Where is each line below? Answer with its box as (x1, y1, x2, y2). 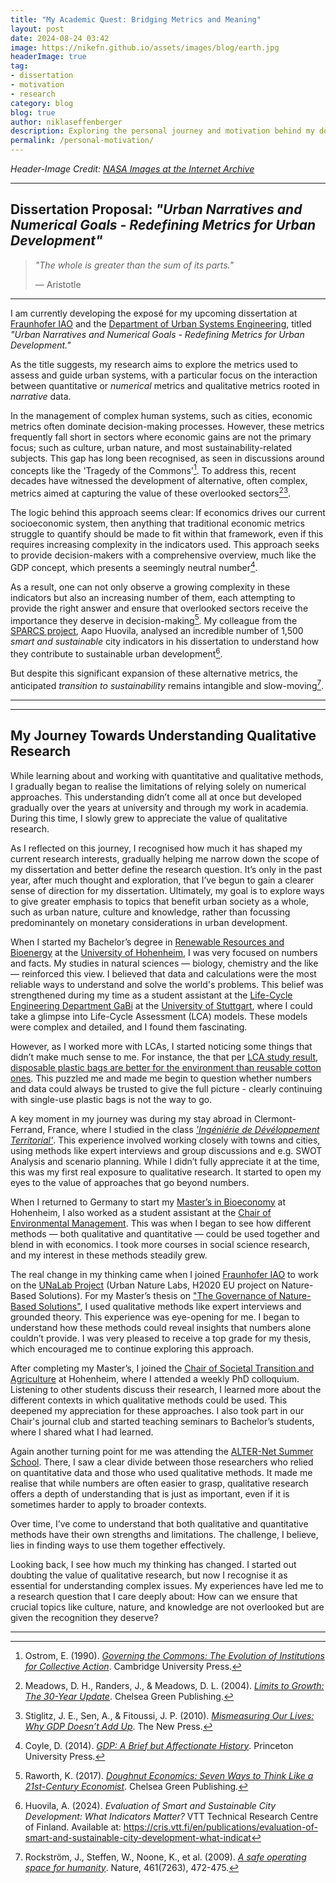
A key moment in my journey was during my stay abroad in (10, 1112, 253, 1125)
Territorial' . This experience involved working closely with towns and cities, (10, 1134, 321, 1146)
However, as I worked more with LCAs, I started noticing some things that (10, 1040, 313, 1052)
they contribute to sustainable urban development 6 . (10, 646, 223, 660)
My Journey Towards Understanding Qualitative (10, 727, 317, 745)
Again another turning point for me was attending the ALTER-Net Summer (10, 1445, 314, 1457)
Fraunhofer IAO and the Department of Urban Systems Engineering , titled (10, 317, 312, 330)
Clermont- (253, 1112, 297, 1125)
